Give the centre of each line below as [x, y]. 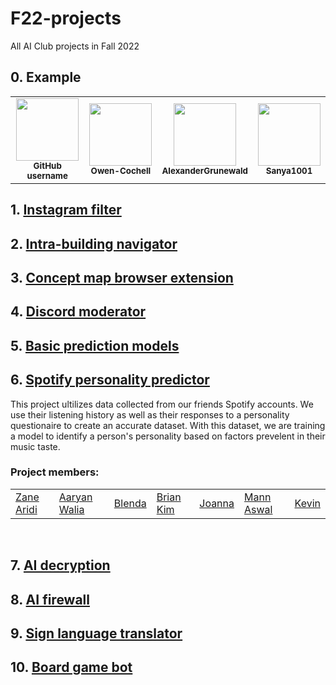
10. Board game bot [71, 667]
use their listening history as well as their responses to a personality [150, 414]
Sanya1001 [289, 170]
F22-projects [66, 18]
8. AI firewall [50, 599]
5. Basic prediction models [95, 345]
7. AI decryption [60, 565]
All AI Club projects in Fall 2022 [75, 46]
